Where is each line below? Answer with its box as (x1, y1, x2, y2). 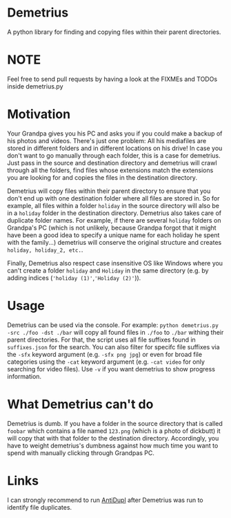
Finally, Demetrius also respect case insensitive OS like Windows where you (7, 259, 223, 267)
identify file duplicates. (7, 503, 72, 511)
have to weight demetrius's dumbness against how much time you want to (7, 441, 219, 450)
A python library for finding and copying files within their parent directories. (7, 28, 221, 36)
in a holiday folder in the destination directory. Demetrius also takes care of (7, 209, 222, 217)
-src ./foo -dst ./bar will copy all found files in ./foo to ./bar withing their (7, 328, 224, 336)
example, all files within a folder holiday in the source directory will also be (7, 201, 219, 210)
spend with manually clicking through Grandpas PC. (7, 448, 155, 457)
